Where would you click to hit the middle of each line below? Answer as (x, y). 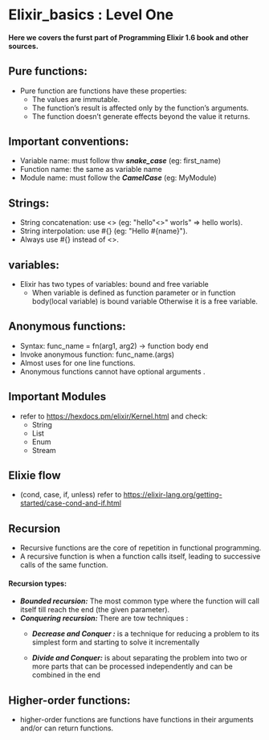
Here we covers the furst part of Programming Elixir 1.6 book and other (128, 37)
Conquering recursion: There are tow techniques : (104, 618)
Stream (44, 450)
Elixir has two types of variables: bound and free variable (114, 284)
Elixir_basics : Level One (91, 15)
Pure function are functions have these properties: (103, 91)
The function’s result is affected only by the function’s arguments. (140, 108)
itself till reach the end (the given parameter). (95, 610)
